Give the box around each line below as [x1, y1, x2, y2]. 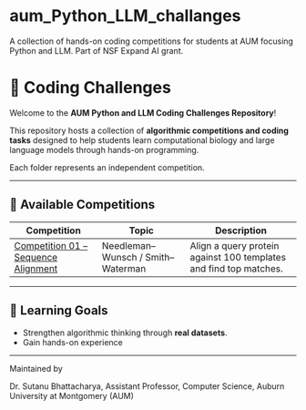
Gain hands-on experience [22, 336, 123, 347]
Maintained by [9, 363, 64, 374]
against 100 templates [189, 251, 287, 263]
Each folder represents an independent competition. [9, 161, 205, 173]
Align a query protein [189, 239, 280, 251]
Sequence [14, 251, 58, 263]
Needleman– [101, 239, 157, 251]
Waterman [101, 261, 147, 274]
